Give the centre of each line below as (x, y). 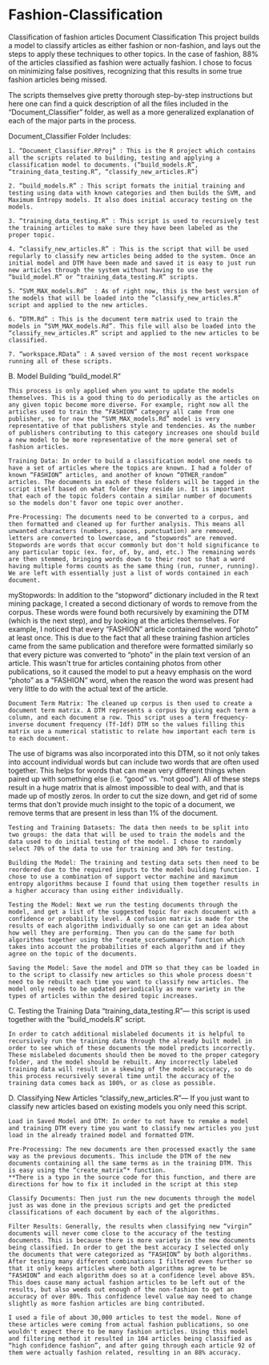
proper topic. (32, 235)
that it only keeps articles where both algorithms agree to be (118, 1268)
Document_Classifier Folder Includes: (70, 136)
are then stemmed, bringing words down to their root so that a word (127, 559)
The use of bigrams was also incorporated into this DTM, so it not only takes (134, 753)
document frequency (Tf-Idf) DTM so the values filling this (141, 724)
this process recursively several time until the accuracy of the (121, 1076)
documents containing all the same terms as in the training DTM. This (130, 1163)
